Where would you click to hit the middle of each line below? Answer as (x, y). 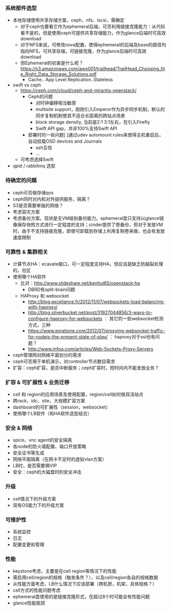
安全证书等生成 (28, 453)
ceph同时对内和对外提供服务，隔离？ (52, 199)
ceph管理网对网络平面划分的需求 (47, 355)
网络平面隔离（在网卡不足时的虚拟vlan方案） (60, 459)
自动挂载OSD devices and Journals (65, 141)
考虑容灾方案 (26, 212)
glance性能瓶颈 (29, 603)
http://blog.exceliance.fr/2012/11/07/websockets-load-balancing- (96, 301)
